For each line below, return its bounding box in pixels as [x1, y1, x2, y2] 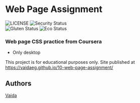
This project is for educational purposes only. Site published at [5, 59, 135, 65]
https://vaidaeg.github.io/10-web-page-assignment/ [5, 64, 113, 71]
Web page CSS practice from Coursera [5, 38, 102, 45]
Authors [5, 79, 32, 87]
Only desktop [12, 49, 41, 56]
